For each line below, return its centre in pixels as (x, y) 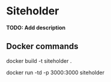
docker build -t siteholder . (39, 60)
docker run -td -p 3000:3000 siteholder (55, 72)
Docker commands (42, 46)
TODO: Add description (36, 28)
